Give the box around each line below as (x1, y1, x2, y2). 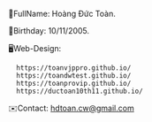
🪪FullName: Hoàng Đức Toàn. (8, 9, 116, 19)
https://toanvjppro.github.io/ (16, 64, 132, 72)
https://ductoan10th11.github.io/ (16, 87, 143, 95)
